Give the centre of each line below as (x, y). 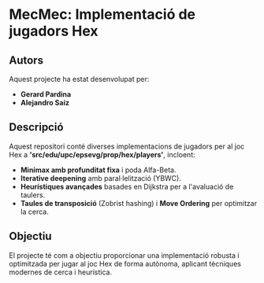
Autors (26, 60)
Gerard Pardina (46, 94)
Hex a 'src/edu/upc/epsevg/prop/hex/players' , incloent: (102, 154)
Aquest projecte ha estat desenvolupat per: (79, 79)
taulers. (33, 195)
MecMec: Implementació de (102, 15)
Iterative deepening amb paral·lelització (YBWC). (101, 178)
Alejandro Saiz (45, 103)
